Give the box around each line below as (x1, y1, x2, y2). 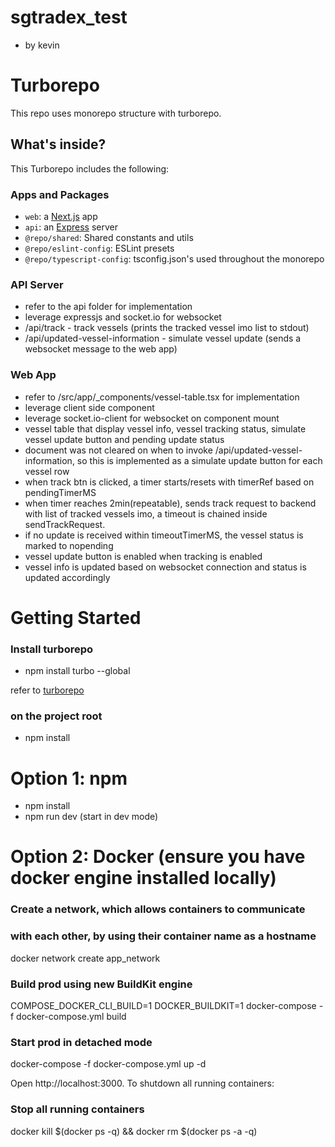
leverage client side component (24, 401, 155, 413)
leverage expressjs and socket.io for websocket (24, 311, 222, 323)
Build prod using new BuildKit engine (10, 977, 193, 991)
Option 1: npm (10, 767, 128, 790)
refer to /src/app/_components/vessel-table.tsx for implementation (24, 391, 300, 403)
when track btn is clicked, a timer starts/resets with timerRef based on (24, 476, 315, 488)
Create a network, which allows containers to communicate (10, 902, 306, 916)
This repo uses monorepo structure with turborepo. (10, 107, 222, 119)
